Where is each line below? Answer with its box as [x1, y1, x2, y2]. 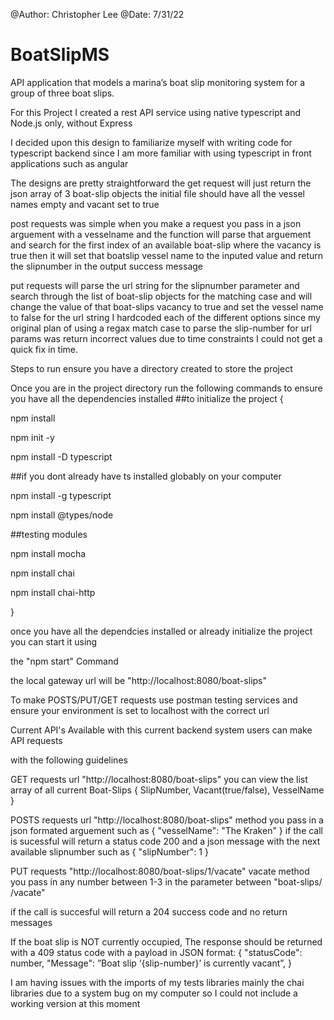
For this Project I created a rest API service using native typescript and [10, 106, 302, 118]
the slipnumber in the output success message [10, 260, 203, 272]
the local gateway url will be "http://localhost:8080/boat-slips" [10, 674, 268, 686]
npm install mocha [10, 547, 87, 559]
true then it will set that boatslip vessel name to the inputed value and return [10, 249, 324, 261]
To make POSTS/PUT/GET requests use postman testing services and [10, 694, 298, 706]
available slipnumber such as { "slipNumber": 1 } [10, 845, 209, 858]
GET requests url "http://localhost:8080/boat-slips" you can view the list [10, 773, 308, 785]
